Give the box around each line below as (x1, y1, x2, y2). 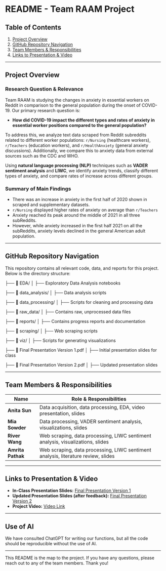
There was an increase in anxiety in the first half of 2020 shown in (12, 196, 147, 202)
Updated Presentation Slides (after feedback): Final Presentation (12, 493, 147, 499)
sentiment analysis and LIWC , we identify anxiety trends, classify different (5, 167, 158, 173)
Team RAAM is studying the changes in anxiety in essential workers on (5, 97, 150, 103)
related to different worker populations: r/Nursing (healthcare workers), (5, 137, 151, 143)
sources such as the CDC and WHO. (5, 153, 79, 159)
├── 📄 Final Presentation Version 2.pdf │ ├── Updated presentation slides (5, 362, 158, 367)
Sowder (7, 424, 26, 431)
